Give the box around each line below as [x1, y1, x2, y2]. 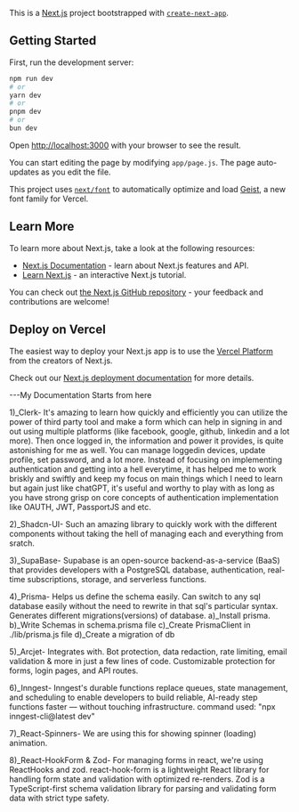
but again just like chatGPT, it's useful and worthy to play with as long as [9, 483, 275, 493]
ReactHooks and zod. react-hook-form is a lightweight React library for [9, 764, 270, 775]
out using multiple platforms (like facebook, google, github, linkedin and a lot [9, 426, 290, 436]
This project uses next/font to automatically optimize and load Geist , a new [9, 183, 287, 194]
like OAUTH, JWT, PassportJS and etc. [9, 501, 151, 512]
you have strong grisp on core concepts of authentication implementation [9, 491, 279, 502]
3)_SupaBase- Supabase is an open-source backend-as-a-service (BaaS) [9, 555, 280, 565]
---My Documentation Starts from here [9, 389, 152, 400]
